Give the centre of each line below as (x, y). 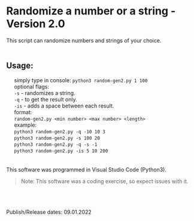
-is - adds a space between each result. (64, 106)
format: (23, 112)
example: (25, 125)
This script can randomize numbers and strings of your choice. (84, 40)
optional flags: (32, 86)
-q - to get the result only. (46, 99)
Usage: (20, 66)
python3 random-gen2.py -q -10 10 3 (60, 132)
